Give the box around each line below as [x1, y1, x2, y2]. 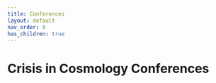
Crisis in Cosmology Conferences [7, 61, 210, 77]
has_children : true [7, 30, 65, 38]
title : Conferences [7, 10, 65, 18]
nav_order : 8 [7, 23, 46, 31]
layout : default [7, 17, 55, 24]
